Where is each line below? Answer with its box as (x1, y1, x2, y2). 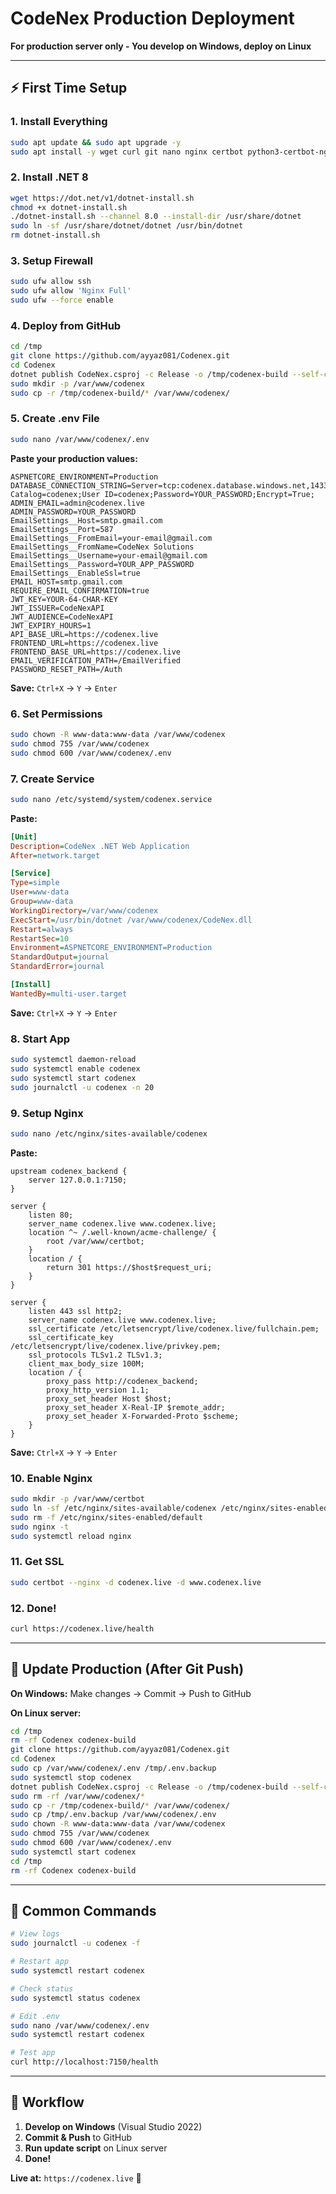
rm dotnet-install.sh (10, 230, 101, 241)
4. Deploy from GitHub (10, 318, 122, 332)
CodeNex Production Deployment (10, 7, 295, 30)
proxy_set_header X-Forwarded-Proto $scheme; (46, 1411, 240, 1421)
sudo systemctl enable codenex (10, 1063, 141, 1074)
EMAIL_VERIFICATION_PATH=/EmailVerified (10, 655, 182, 666)
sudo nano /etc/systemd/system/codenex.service (10, 794, 213, 804)
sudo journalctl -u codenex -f (10, 1938, 141, 1949)
